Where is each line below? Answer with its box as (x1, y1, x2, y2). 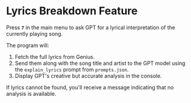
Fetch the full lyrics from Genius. (14, 53, 95, 60)
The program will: (6, 42, 49, 49)
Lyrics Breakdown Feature (6, 4, 138, 18)
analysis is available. (6, 90, 57, 97)
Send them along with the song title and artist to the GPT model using (14, 60, 186, 67)
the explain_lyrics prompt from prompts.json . (14, 65, 129, 73)
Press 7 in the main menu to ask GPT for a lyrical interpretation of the (6, 24, 176, 31)
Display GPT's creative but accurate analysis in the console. (14, 72, 162, 79)
